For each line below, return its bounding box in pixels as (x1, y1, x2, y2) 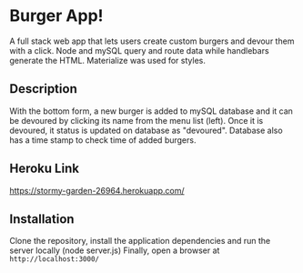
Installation (9, 211, 75, 227)
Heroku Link (9, 161, 80, 177)
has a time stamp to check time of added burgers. (9, 134, 197, 146)
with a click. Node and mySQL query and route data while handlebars (9, 45, 270, 56)
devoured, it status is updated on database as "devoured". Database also (9, 125, 284, 136)
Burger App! (9, 5, 104, 26)
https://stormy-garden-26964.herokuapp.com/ (9, 185, 185, 196)
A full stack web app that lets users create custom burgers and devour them (9, 35, 295, 46)
